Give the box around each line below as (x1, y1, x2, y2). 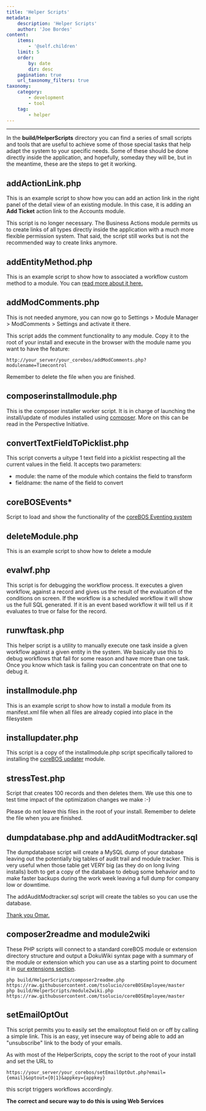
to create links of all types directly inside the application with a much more (6, 226, 194, 233)
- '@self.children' (28, 44, 78, 50)
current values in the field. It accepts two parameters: (6, 461, 142, 468)
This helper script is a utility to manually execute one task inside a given (6, 641, 188, 649)
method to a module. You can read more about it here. (6, 280, 143, 287)
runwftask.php (6, 625, 64, 636)
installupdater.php (6, 732, 78, 743)
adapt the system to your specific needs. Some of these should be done (6, 147, 189, 155)
